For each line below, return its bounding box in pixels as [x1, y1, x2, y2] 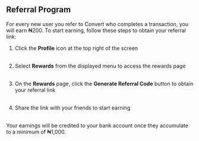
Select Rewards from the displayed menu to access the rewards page [14, 62, 186, 69]
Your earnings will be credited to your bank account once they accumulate [6, 121, 189, 129]
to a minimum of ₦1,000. [6, 128, 67, 135]
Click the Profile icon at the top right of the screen [14, 44, 138, 52]
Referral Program [6, 5, 71, 15]
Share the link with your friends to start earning [14, 104, 131, 111]
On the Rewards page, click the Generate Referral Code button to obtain [14, 80, 194, 87]
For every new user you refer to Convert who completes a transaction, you [6, 20, 189, 27]
